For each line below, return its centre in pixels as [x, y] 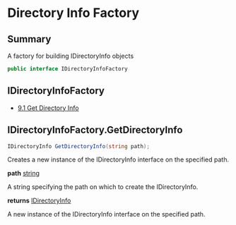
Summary [29, 39]
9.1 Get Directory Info [48, 108]
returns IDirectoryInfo [39, 201]
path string [24, 174]
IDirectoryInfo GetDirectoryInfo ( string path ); [79, 146]
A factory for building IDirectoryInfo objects [71, 56]
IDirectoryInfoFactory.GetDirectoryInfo [95, 130]
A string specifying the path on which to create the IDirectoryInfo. [103, 187]
